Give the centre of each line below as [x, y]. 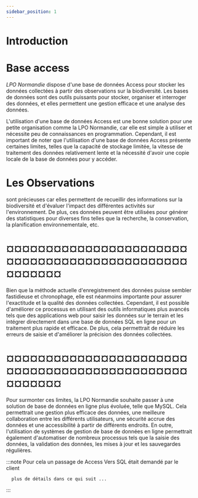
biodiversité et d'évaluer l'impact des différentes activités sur [80, 206]
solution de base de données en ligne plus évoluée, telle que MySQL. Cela [97, 406]
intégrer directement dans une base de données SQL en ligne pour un [91, 321]
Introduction [37, 41]
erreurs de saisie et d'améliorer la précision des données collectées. [89, 334]
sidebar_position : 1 [32, 12]
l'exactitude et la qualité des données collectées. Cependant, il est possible [98, 302]
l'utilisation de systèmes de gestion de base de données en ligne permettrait [99, 431]
